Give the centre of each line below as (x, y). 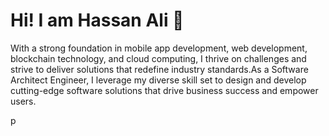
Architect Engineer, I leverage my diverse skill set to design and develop (158, 80)
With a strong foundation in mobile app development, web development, (159, 48)
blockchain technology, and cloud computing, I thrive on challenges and (158, 58)
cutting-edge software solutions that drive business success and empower (164, 90)
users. (23, 101)
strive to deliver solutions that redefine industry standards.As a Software (159, 69)
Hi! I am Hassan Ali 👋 (97, 20)
